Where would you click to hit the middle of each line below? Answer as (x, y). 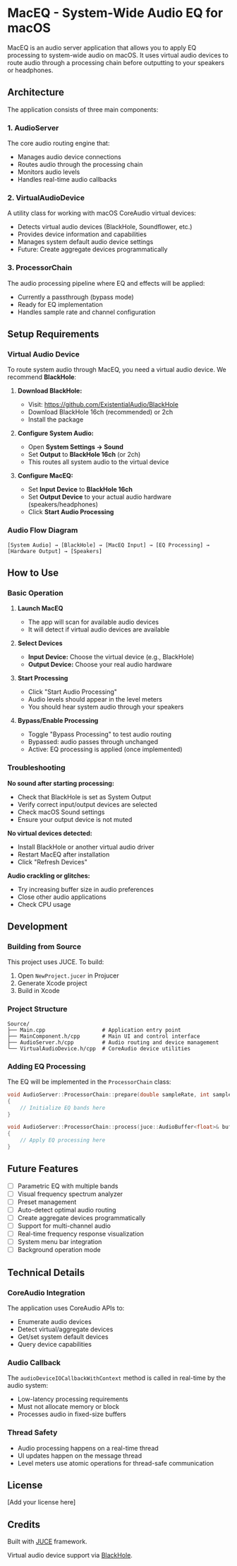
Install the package (56, 419)
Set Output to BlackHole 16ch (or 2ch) (84, 455)
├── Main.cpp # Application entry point (94, 1030)
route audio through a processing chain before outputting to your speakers (116, 62)
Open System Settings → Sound (75, 447)
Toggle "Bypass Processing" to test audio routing (99, 734)
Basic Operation (35, 593)
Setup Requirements (53, 334)
